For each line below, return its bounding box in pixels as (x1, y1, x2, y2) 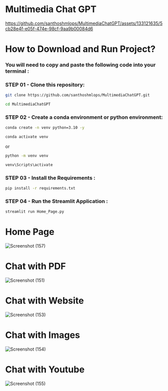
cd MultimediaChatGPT (5, 102, 51, 107)
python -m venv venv (5, 153, 49, 159)
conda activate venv (5, 134, 49, 139)
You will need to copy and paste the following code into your (5, 62, 156, 69)
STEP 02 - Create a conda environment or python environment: (5, 114, 163, 121)
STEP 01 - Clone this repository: (5, 81, 85, 88)
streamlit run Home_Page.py (5, 209, 65, 214)
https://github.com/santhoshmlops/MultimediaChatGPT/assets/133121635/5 (5, 20, 163, 26)
